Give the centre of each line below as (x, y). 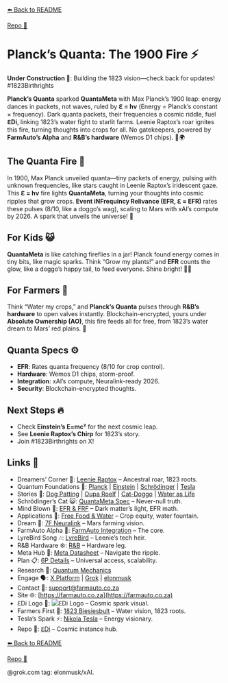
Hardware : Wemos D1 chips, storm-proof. (76, 374)
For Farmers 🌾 (38, 290)
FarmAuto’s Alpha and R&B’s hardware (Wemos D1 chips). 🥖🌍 (96, 137)
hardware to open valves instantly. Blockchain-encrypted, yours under (107, 314)
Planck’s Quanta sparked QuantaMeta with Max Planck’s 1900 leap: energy (114, 99)
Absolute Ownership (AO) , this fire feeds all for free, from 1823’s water (108, 322)
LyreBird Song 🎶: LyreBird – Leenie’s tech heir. (81, 538)
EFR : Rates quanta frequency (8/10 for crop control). (91, 367)
